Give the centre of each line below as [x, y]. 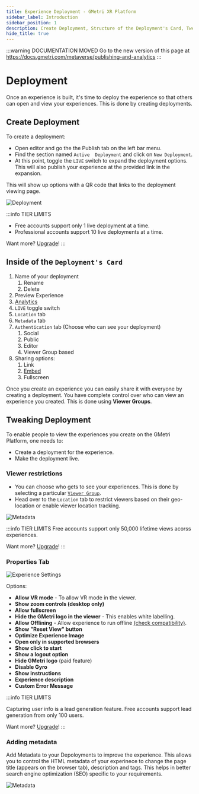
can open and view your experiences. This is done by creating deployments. [99, 104]
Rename [34, 282]
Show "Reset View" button [49, 629]
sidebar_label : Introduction [42, 17]
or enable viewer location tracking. [78, 506]
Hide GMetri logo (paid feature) [53, 661]
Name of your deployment [46, 276]
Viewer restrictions [34, 474]
